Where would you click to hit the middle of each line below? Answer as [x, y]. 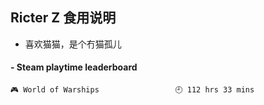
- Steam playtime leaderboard [74, 67]
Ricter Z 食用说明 [63, 18]
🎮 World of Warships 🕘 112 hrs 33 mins [132, 90]
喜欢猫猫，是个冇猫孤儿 [73, 44]
